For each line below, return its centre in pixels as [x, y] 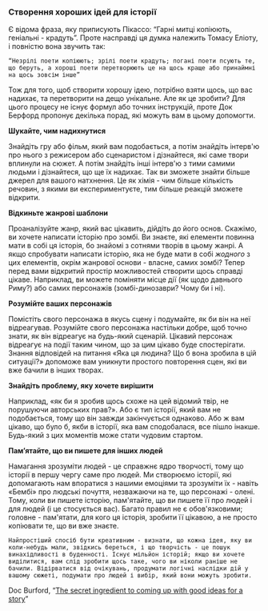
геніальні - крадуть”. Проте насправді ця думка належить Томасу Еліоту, [133, 38]
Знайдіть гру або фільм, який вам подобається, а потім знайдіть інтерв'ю [134, 147]
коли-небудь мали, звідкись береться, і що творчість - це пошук [119, 548]
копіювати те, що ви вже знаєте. [64, 526]
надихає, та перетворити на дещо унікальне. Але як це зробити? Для [127, 98]
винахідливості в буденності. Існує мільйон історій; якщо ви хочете [127, 555]
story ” [18, 599]
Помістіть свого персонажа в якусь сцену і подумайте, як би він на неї [129, 320]
